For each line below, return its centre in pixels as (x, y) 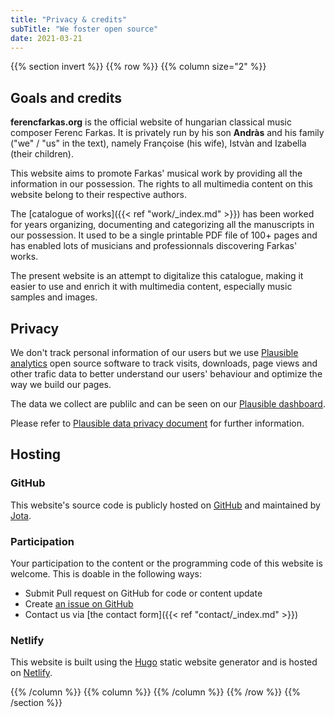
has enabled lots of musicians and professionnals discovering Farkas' (154, 246)
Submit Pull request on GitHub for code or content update (143, 593)
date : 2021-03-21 (46, 38)
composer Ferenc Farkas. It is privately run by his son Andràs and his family (167, 133)
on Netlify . (31, 673)
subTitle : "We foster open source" (84, 29)
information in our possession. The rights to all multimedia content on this (162, 184)
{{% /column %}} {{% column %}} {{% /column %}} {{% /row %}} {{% (155, 692)
